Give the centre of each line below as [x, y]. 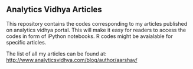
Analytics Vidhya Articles [54, 10]
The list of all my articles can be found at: [56, 54]
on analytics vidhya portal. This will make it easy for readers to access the [96, 30]
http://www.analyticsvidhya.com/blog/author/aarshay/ [72, 60]
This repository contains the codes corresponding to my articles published [97, 23]
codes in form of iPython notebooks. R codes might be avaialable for [89, 36]
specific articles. [26, 42]
